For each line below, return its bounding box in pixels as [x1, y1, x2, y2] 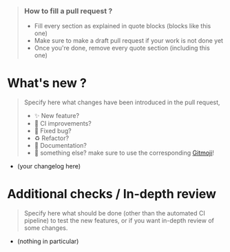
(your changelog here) [17, 162, 81, 171]
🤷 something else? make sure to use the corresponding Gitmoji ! [34, 148, 215, 157]
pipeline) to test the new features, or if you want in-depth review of [23, 217, 215, 225]
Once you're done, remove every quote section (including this [34, 44, 210, 52]
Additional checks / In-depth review [7, 186, 217, 202]
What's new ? [7, 75, 87, 91]
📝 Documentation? [34, 142, 87, 150]
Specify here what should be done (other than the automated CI [23, 209, 205, 217]
